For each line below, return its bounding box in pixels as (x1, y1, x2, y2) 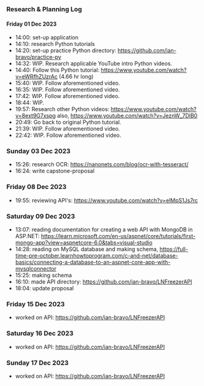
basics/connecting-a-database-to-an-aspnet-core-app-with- (15, 258, 171, 266)
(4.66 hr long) (59, 73, 94, 80)
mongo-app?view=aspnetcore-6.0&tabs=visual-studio (15, 239, 153, 247)
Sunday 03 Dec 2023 (6, 147, 71, 155)
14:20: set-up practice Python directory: (15, 47, 116, 54)
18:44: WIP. (15, 99, 45, 106)
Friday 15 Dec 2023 (6, 299, 66, 308)
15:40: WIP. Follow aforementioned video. (15, 79, 121, 87)
